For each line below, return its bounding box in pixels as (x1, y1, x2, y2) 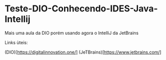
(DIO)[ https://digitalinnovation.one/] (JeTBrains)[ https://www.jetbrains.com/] (4, 49, 162, 55)
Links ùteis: (4, 39, 28, 45)
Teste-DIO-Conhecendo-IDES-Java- (4, 3, 158, 14)
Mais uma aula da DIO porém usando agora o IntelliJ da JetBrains (4, 30, 139, 36)
